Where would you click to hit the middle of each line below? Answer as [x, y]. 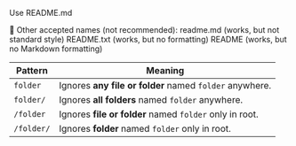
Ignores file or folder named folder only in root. [159, 114]
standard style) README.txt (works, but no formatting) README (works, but [148, 39]
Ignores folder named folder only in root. [145, 129]
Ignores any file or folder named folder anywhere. [165, 85]
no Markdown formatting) [56, 49]
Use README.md [41, 13]
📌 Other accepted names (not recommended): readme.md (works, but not [144, 30]
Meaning [165, 70]
